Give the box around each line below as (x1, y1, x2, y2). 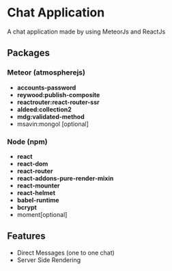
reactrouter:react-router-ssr (16, 98, 100, 106)
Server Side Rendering (16, 255, 81, 264)
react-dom (16, 159, 48, 168)
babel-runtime (16, 196, 59, 204)
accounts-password (16, 83, 76, 92)
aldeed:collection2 (16, 105, 72, 114)
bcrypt (16, 203, 38, 211)
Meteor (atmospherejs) (7, 68, 85, 77)
